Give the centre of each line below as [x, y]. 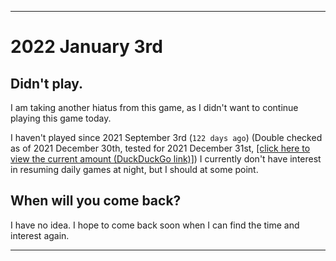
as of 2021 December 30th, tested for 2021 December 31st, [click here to [160, 148]
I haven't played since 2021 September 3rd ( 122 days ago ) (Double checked [166, 137]
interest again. [40, 235]
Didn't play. [47, 83]
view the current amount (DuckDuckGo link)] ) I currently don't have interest [166, 159]
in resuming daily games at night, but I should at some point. [134, 169]
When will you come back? [96, 201]
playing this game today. [61, 118]
